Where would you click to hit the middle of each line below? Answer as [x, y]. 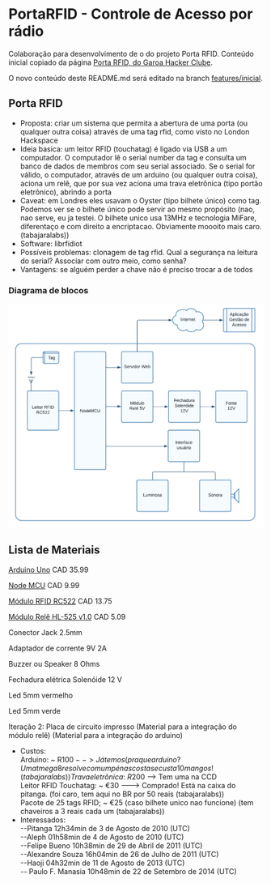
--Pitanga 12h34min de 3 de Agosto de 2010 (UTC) [105, 828]
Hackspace [39, 140]
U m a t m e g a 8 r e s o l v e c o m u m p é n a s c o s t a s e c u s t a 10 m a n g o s [116, 768]
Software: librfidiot [51, 243]
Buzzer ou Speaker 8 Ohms [54, 663]
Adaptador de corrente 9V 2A [58, 648]
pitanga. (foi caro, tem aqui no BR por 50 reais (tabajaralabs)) [122, 794]
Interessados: [43, 820]
